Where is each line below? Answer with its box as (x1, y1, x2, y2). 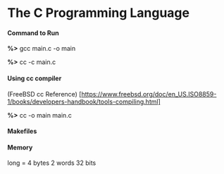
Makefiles (7, 127, 37, 135)
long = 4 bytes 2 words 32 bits (7, 159, 97, 167)
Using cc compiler (7, 74, 62, 82)
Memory (7, 143, 33, 151)
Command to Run (7, 28, 59, 37)
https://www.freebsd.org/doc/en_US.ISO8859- (80, 89, 217, 98)
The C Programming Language (7, 5, 190, 21)
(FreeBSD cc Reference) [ (7, 89, 82, 98)
